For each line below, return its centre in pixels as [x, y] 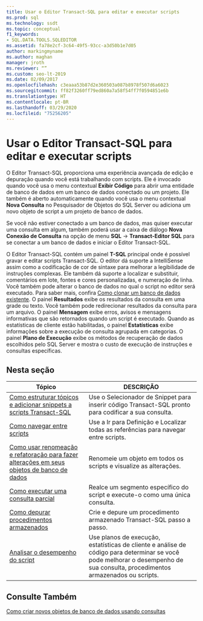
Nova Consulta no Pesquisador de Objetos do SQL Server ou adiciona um [98, 205]
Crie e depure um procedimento [134, 513]
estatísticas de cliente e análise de [137, 545]
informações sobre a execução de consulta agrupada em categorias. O [95, 331]
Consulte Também [42, 596]
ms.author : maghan [29, 57]
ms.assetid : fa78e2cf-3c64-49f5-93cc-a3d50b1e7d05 [71, 46]
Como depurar [30, 513]
